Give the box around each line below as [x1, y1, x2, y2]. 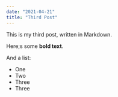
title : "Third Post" [6, 14, 58, 20]
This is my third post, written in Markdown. [6, 31, 113, 38]
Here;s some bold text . [6, 43, 64, 50]
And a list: [6, 54, 31, 61]
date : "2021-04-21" [6, 8, 55, 15]
